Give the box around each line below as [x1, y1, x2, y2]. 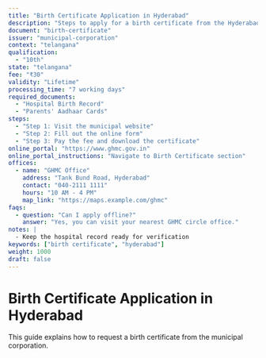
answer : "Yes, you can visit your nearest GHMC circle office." [22, 218, 239, 226]
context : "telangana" [8, 41, 80, 49]
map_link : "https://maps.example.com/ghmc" [22, 196, 169, 204]
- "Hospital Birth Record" [15, 100, 104, 108]
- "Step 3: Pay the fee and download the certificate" [15, 137, 200, 145]
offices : [8, 160, 37, 167]
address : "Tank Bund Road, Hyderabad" [22, 174, 150, 183]
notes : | [8, 225, 37, 234]
